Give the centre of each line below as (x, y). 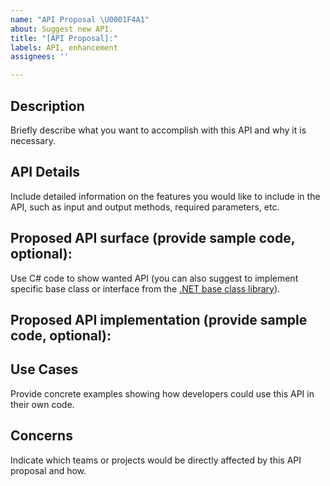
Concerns (41, 436)
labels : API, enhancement (64, 47)
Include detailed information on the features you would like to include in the (165, 196)
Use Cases (44, 369)
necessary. (33, 140)
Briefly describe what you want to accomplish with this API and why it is (158, 130)
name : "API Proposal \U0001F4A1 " (80, 19)
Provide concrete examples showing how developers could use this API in (162, 393)
